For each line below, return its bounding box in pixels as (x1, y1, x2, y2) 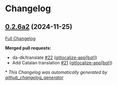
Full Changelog (5, 35, 36, 41)
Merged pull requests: (5, 45, 52, 51)
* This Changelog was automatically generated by (5, 69, 108, 75)
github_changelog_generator (5, 75, 64, 80)
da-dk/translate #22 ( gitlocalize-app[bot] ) (12, 55, 97, 60)
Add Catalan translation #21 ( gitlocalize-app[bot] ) (12, 60, 113, 65)
